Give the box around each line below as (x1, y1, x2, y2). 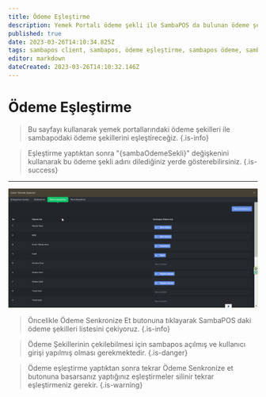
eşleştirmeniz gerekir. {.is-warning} (27, 380, 143, 389)
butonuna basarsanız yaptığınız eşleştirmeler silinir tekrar (27, 372, 215, 381)
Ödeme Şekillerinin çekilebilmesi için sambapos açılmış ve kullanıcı (27, 339, 246, 349)
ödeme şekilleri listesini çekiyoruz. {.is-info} (27, 324, 171, 333)
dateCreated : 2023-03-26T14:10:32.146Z (8, 64, 140, 71)
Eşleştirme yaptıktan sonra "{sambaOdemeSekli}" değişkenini (27, 148, 230, 158)
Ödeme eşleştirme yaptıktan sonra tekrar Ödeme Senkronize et (27, 363, 234, 372)
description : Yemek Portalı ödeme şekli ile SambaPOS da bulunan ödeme (8, 21, 249, 29)
